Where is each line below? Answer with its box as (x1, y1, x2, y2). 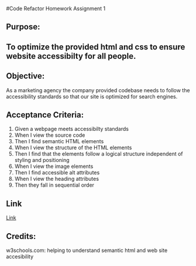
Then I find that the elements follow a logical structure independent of (14, 150, 183, 157)
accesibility (6, 253, 34, 260)
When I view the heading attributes (14, 176, 99, 183)
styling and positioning (14, 157, 70, 164)
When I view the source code (14, 132, 85, 139)
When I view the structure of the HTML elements (14, 144, 132, 151)
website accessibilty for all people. (6, 51, 136, 61)
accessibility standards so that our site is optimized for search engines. (6, 93, 178, 100)
